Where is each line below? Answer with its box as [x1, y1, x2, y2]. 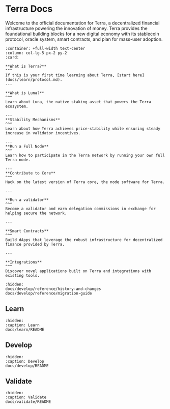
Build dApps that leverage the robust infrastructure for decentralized [5, 237, 163, 242]
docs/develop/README [5, 363, 49, 368]
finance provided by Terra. [5, 242, 65, 247]
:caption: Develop [5, 359, 44, 364]
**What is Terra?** [5, 64, 47, 69]
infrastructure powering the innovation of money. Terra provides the [5, 25, 148, 31]
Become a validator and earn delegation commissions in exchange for [5, 206, 156, 211]
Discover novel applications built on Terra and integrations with [5, 268, 152, 274]
